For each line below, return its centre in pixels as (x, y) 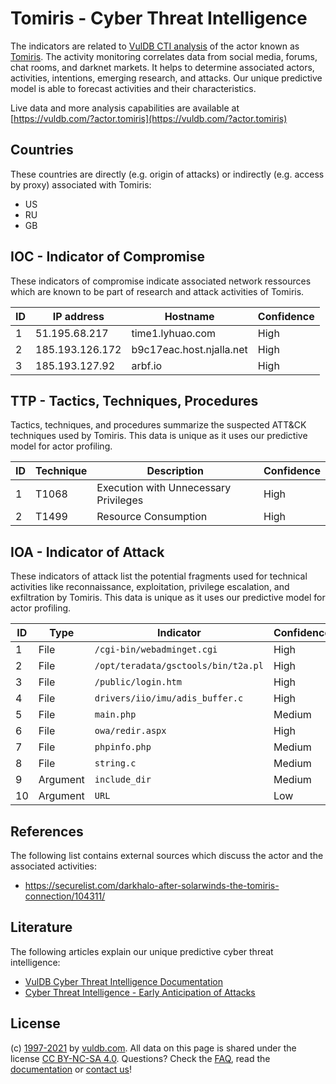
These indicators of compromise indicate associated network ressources (161, 281)
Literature (41, 927)
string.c (115, 763)
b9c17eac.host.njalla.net (189, 349)
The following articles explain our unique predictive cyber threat (142, 951)
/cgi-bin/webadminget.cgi (156, 650)
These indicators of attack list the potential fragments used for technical (159, 576)
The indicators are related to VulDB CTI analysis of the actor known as (155, 46)
